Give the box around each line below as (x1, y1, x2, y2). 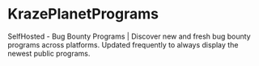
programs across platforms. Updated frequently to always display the (7, 39, 239, 49)
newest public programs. (7, 48, 91, 58)
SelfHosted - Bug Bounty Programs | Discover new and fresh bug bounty (7, 31, 252, 41)
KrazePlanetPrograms (7, 5, 159, 23)
